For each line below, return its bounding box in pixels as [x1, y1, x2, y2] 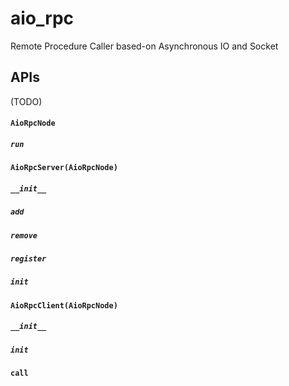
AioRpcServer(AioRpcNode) [10, 163, 118, 173]
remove [10, 230, 38, 241]
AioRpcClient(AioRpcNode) [10, 300, 118, 311]
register [10, 254, 47, 264]
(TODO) [10, 95, 43, 107]
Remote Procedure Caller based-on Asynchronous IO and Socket [10, 40, 279, 52]
